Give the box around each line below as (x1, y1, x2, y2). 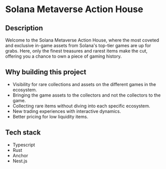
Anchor (12, 152, 28, 158)
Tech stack (5, 128, 41, 137)
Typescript (12, 142, 35, 148)
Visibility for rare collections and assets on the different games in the (12, 81, 156, 87)
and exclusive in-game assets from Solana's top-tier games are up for (5, 43, 151, 49)
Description (5, 24, 43, 32)
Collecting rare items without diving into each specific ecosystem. (12, 103, 150, 109)
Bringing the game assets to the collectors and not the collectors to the (12, 92, 161, 98)
